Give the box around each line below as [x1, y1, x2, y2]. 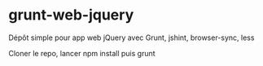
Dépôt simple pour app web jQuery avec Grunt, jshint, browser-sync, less [8, 33, 255, 42]
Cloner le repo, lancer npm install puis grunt [8, 48, 156, 58]
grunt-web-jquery [8, 6, 134, 24]
